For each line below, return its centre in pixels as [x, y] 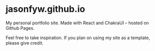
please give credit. [25, 43]
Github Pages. [20, 28]
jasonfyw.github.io [45, 9]
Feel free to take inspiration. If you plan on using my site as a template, [78, 38]
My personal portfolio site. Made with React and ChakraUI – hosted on [77, 23]
